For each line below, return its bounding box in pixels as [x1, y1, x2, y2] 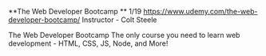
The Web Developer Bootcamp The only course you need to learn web [8, 31, 240, 39]
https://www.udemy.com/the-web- [143, 7, 258, 16]
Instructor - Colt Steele [81, 15, 157, 24]
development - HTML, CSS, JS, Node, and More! [8, 39, 169, 48]
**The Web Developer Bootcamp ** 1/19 [8, 7, 142, 16]
